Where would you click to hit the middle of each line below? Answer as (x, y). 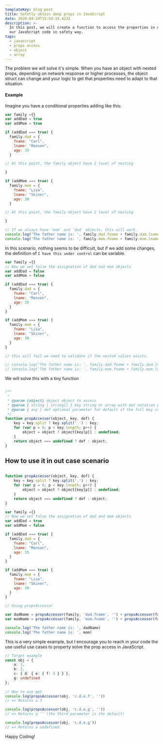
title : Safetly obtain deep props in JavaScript (55, 14)
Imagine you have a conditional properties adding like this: (63, 106)
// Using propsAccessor (29, 606)
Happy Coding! (20, 736)
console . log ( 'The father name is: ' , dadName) (53, 628)
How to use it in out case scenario (57, 461)
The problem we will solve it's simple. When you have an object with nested (81, 68)
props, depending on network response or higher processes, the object (76, 74)
